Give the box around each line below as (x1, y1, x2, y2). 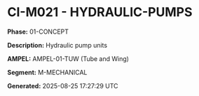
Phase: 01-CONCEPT (7, 27, 69, 36)
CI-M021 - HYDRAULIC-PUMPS (7, 4, 193, 20)
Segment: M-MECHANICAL (7, 68, 88, 76)
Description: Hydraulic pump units (7, 41, 107, 49)
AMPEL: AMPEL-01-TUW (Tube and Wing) (7, 54, 130, 63)
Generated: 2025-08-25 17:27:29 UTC (7, 81, 118, 90)
